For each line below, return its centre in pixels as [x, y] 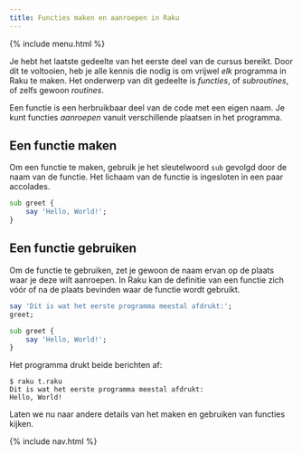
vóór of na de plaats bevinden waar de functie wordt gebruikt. [125, 289]
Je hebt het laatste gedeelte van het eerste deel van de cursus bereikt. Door [151, 61]
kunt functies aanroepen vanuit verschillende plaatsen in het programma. [146, 117]
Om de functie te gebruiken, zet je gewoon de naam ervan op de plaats [142, 270]
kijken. [22, 424]
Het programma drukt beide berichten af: [86, 365]
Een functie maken [63, 146]
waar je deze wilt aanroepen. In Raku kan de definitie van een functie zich [147, 280]
